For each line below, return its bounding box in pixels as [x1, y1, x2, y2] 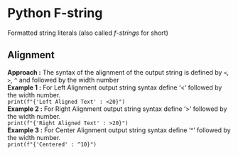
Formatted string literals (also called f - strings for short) [7, 28, 169, 37]
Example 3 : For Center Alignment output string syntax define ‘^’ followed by [7, 126, 231, 134]
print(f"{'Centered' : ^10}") [7, 141, 97, 148]
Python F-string [7, 5, 103, 21]
